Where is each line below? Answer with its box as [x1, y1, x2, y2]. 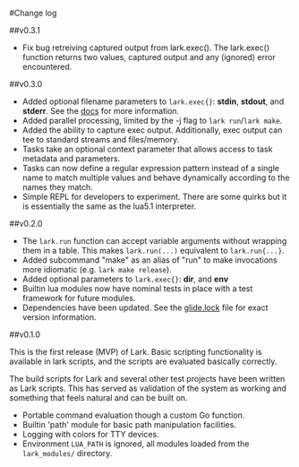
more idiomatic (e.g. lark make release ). [21, 264, 172, 274]
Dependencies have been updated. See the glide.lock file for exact [21, 302, 269, 313]
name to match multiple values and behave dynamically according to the [21, 172, 290, 183]
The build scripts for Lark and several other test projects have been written [9, 374, 286, 384]
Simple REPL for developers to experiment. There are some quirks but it [21, 192, 287, 202]
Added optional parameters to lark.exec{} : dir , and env [21, 273, 229, 284]
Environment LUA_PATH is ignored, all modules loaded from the [21, 438, 250, 449]
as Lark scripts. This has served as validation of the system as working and [9, 383, 286, 393]
